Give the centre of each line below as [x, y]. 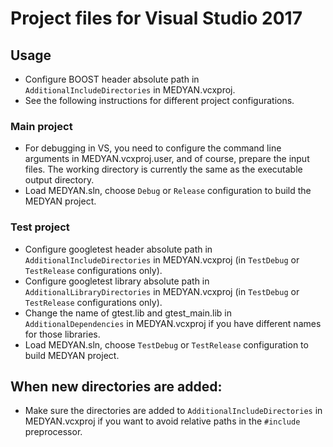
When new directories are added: [116, 386]
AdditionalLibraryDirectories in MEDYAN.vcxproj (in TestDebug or [162, 291]
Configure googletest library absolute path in [117, 281]
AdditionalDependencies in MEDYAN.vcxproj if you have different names [173, 323]
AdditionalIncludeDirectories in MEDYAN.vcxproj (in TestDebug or [162, 259]
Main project [41, 126]
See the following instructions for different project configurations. [159, 100]
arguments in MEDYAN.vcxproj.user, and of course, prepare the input [167, 159]
